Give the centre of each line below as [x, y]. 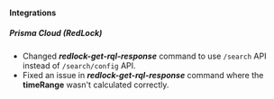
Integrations [33, 13]
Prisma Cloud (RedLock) [56, 33]
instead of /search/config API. [79, 65]
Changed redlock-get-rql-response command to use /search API [144, 56]
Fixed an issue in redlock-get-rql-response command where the [143, 75]
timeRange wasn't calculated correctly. [96, 85]
